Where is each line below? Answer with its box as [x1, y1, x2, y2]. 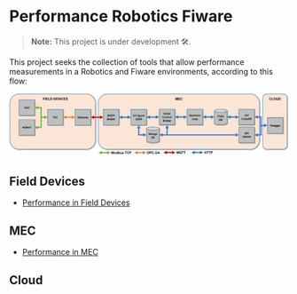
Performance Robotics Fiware [9, 6, 233, 27]
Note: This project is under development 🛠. [30, 36, 191, 46]
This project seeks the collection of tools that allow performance [9, 56, 246, 68]
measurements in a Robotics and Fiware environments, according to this [9, 66, 273, 76]
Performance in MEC [21, 247, 99, 258]
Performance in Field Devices [21, 197, 130, 208]
